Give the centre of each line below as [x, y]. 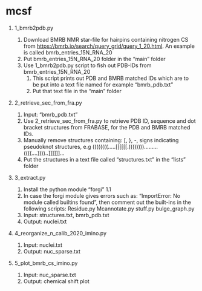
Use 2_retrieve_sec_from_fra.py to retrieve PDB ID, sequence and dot [109, 121]
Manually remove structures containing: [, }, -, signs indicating [101, 140]
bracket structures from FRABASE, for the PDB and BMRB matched [107, 127]
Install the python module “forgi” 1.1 [67, 189]
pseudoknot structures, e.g [57, 146]
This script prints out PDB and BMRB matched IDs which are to [110, 78]
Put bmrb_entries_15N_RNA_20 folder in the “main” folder [94, 59]
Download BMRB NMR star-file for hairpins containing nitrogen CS [106, 39]
